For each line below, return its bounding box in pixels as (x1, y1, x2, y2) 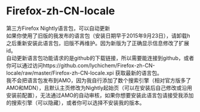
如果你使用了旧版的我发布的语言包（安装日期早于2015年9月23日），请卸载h (6, 32, 190, 39)
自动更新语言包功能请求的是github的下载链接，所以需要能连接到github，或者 (6, 54, 195, 61)
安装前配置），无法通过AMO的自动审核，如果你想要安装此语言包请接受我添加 (6, 91, 194, 99)
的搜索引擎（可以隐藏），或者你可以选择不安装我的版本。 (6, 99, 145, 106)
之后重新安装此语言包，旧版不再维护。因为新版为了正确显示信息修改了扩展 (6, 39, 189, 46)
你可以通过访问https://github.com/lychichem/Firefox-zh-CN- (6, 61, 155, 69)
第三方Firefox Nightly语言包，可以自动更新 (6, 24, 110, 32)
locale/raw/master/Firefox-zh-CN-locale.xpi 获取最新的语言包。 (6, 69, 163, 76)
